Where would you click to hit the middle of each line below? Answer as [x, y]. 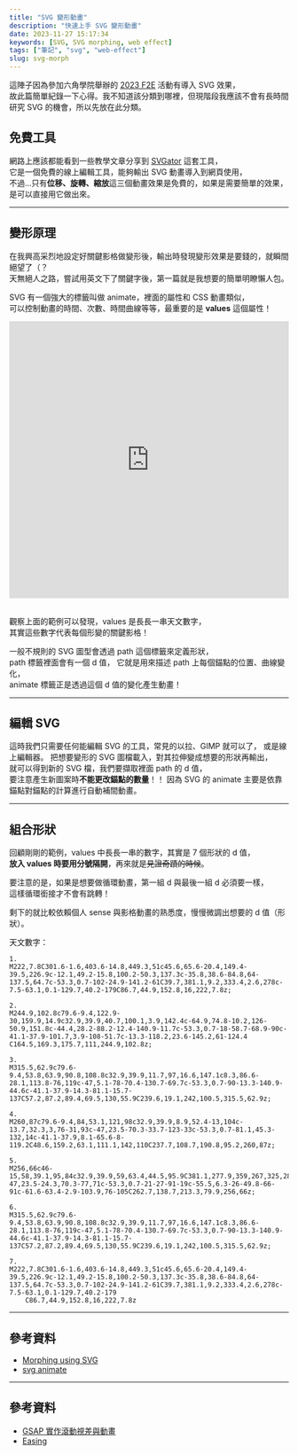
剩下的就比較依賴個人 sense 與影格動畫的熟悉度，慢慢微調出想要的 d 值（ [143, 912]
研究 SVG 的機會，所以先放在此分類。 [78, 107]
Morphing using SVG [60, 1360]
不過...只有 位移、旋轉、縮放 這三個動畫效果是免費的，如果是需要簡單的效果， [149, 183]
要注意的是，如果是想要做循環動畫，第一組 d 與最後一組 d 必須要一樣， [139, 882]
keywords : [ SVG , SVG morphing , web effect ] [91, 42]
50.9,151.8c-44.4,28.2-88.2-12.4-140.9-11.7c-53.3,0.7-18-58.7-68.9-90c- [149, 1029]
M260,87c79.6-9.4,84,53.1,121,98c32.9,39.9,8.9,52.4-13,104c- [126, 1123]
